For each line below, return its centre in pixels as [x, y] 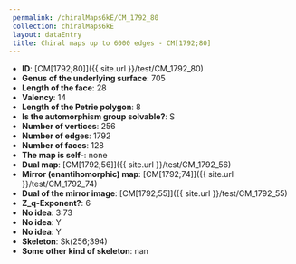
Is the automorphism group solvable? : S [98, 117]
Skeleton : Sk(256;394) [64, 241]
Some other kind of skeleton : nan [85, 251]
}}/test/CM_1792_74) [59, 184]
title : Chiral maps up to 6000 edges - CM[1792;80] [112, 43]
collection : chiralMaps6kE [63, 26]
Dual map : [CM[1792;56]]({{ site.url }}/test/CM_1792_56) [126, 165]
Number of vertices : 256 [68, 127]
